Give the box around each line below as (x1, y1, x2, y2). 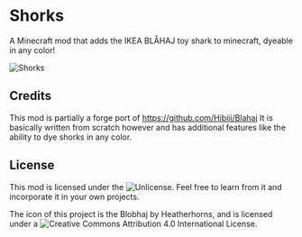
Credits (9, 88, 52, 104)
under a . (9, 218, 258, 229)
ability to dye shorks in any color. (9, 132, 133, 142)
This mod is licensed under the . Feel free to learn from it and (9, 181, 282, 192)
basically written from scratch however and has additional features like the (9, 122, 287, 132)
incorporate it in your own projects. (9, 191, 140, 202)
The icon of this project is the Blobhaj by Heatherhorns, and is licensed (9, 208, 273, 219)
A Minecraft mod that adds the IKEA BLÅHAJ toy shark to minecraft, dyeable (9, 35, 293, 46)
